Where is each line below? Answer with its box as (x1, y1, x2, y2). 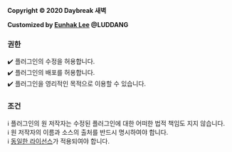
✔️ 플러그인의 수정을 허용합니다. (7, 57, 95, 66)
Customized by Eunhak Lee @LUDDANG (7, 21, 129, 29)
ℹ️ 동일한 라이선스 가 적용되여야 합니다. (7, 136, 110, 145)
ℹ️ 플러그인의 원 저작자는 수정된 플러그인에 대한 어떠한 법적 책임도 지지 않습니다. (7, 118, 226, 127)
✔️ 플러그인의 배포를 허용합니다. (7, 69, 95, 77)
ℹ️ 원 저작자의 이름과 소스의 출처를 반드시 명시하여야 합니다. (7, 128, 169, 136)
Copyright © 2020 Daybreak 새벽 (7, 6, 107, 14)
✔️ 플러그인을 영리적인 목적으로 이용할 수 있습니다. (7, 79, 147, 88)
